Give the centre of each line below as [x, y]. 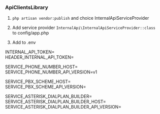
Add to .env [24, 42]
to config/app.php [31, 33]
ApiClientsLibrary [27, 7]
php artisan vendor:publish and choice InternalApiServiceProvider [80, 18]
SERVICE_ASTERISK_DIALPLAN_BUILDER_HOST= [56, 102]
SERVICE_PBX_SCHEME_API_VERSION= [46, 87]
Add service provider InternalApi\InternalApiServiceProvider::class [84, 28]
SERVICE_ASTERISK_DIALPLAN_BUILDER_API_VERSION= [63, 107]
